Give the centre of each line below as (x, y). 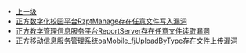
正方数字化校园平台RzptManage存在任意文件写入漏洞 (101, 21)
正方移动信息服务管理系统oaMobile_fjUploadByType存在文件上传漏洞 (127, 41)
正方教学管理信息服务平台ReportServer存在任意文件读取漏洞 (112, 31)
